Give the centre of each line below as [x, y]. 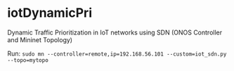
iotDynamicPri [50, 13]
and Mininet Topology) [40, 39]
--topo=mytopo [28, 60]
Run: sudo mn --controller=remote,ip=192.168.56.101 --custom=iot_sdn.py [117, 53]
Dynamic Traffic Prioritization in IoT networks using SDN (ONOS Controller [115, 32]
